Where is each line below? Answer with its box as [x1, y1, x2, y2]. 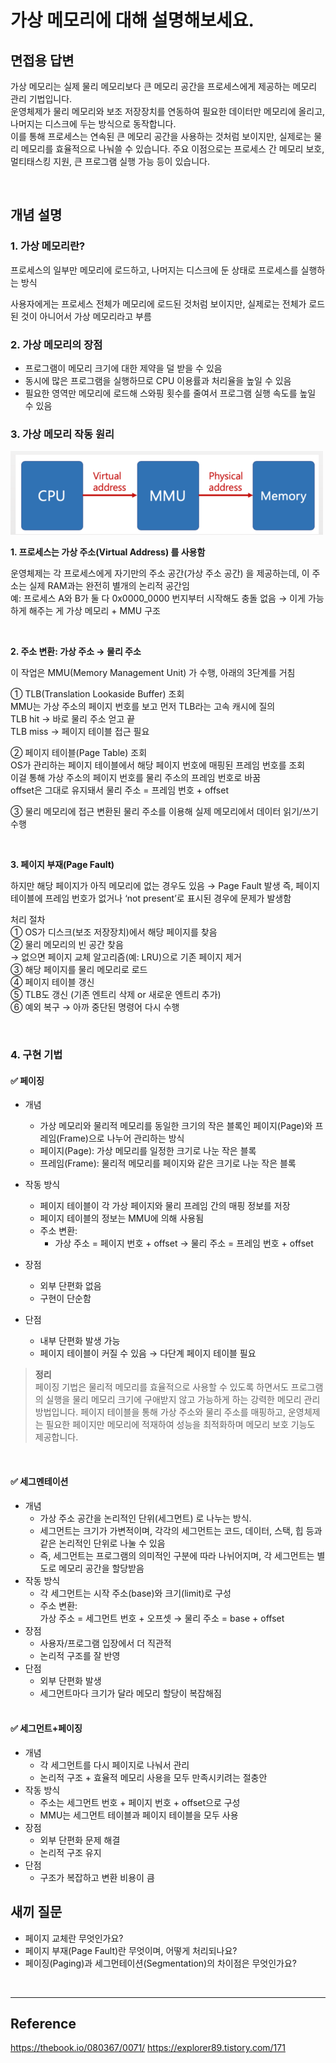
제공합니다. [34, 1431, 79, 1443]
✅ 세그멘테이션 [10, 1476, 69, 1487]
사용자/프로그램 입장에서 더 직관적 [39, 1637, 172, 1649]
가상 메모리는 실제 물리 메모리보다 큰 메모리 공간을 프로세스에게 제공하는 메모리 [10, 81, 318, 92]
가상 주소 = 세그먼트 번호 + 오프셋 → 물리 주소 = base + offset [39, 1612, 285, 1624]
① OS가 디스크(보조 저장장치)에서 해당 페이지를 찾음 [10, 926, 218, 938]
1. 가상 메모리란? [10, 239, 86, 253]
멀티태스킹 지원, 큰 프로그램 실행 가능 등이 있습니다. [10, 156, 210, 167]
